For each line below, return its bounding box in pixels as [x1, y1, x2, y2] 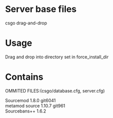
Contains [5, 71, 44, 83]
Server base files [5, 3, 77, 15]
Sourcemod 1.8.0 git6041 [5, 97, 56, 103]
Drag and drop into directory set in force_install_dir [5, 54, 109, 60]
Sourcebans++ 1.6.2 [5, 108, 46, 114]
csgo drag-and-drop [5, 20, 47, 26]
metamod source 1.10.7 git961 [5, 103, 65, 109]
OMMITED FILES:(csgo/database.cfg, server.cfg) [5, 88, 105, 94]
